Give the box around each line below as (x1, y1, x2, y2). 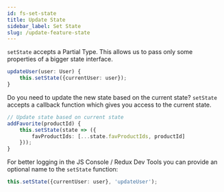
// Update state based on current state (7, 113, 125, 120)
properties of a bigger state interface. (7, 55, 113, 64)
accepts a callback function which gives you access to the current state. (7, 100, 212, 109)
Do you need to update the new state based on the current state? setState (7, 93, 218, 101)
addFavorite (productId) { (7, 120, 81, 127)
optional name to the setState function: (7, 165, 119, 174)
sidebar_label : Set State (7, 23, 81, 29)
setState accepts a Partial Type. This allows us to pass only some (7, 48, 193, 56)
